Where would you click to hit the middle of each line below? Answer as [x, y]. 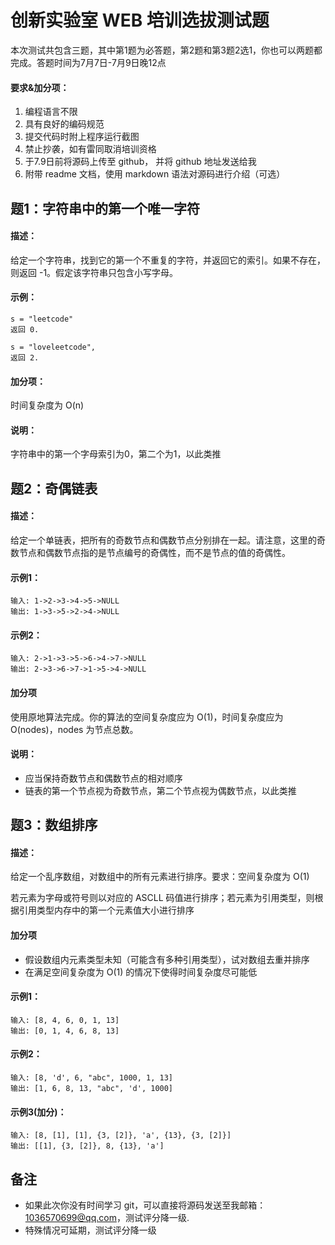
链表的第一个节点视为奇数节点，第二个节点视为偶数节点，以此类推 [160, 790]
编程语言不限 [51, 112]
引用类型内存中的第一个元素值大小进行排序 [106, 910]
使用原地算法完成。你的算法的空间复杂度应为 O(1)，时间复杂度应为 [147, 717]
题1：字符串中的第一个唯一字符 [105, 208]
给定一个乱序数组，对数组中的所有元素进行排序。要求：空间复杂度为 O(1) [160, 877]
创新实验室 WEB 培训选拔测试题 [140, 20]
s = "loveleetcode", [53, 347]
